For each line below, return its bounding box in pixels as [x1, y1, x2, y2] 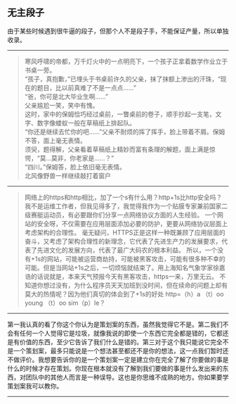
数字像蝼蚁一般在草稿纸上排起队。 [37, 118, 136, 127]
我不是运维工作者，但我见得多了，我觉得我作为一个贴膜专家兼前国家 [24, 201, 222, 210]
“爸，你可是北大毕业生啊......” [24, 92, 109, 101]
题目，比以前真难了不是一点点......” [37, 83, 137, 91]
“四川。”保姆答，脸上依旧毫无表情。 [24, 163, 126, 171]
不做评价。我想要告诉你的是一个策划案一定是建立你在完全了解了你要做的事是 [7, 355, 229, 364]
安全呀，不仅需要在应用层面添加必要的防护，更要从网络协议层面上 [37, 219, 228, 227]
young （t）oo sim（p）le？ [24, 298, 106, 307]
